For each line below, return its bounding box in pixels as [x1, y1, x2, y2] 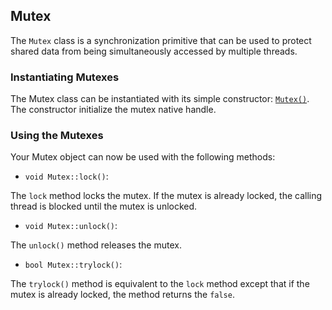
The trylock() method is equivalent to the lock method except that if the [10, 278, 310, 290]
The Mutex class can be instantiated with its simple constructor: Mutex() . [10, 93, 310, 105]
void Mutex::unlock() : [24, 220, 118, 232]
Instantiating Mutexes [10, 70, 120, 84]
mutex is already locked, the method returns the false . [10, 289, 235, 301]
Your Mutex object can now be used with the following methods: [10, 151, 276, 163]
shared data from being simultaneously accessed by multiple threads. [10, 45, 298, 57]
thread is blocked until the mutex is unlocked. [10, 200, 198, 213]
